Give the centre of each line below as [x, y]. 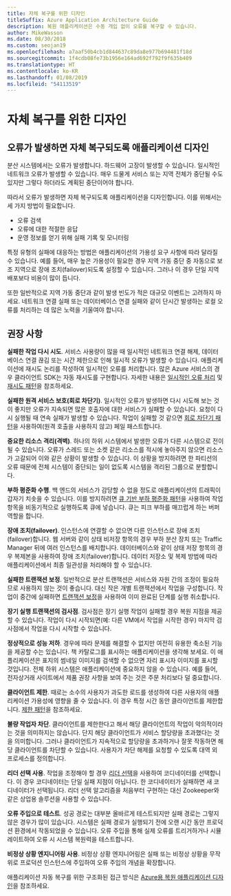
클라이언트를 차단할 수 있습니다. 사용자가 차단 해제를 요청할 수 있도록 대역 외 [116, 750]
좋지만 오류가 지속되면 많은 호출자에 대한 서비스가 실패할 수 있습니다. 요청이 [115, 409]
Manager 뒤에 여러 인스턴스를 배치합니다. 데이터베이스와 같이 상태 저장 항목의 [111, 548]
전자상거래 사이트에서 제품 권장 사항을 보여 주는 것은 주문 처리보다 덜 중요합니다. [114, 678]
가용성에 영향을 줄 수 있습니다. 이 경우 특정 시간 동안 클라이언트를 [118, 701]
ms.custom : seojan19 [37, 45]
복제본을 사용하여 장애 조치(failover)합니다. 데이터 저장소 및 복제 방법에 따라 [116, 556]
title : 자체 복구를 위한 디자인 [46, 13]
